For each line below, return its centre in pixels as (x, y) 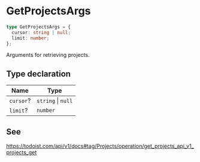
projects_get (22, 152)
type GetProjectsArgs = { (38, 27)
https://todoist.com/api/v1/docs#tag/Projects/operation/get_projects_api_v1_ (100, 146)
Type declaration (38, 74)
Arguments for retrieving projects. (48, 55)
